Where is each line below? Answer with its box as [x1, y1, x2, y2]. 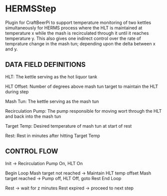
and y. [5, 46, 18, 52]
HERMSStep [5, 3, 56, 14]
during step [5, 88, 29, 95]
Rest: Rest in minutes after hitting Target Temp [5, 133, 101, 139]
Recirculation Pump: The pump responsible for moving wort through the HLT [5, 108, 162, 114]
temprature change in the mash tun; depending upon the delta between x [5, 40, 156, 46]
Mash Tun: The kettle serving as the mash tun [5, 98, 99, 104]
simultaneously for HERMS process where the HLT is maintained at [5, 24, 143, 30]
